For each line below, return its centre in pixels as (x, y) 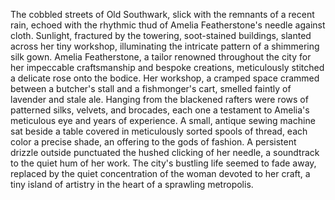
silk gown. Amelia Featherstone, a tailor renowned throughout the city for (161, 57)
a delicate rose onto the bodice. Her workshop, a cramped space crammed (165, 78)
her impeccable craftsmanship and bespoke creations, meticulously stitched (167, 67)
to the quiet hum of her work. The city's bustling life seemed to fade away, (163, 163)
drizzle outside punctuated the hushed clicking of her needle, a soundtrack (165, 152)
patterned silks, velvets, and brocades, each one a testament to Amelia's (160, 110)
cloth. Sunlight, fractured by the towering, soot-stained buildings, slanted (161, 35)
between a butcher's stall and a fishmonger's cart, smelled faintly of (151, 88)
